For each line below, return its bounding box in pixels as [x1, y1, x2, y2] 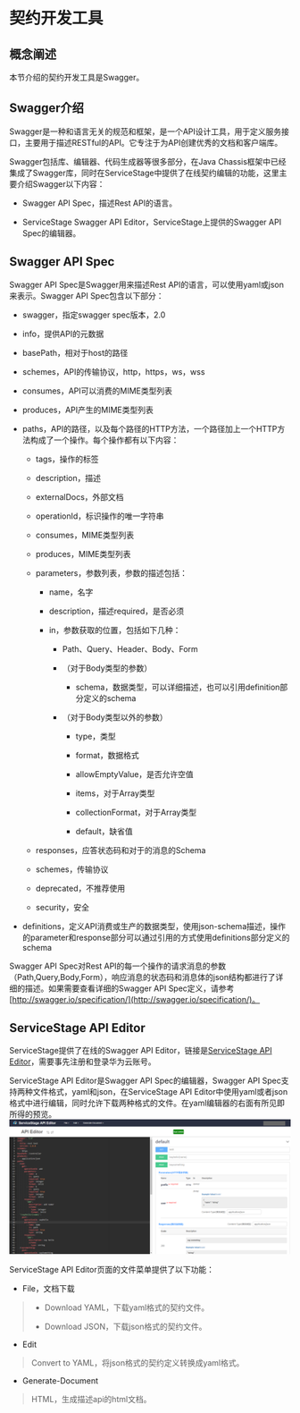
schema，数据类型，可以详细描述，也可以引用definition [75, 681, 280, 692]
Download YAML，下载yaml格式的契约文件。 [44, 1302, 210, 1313]
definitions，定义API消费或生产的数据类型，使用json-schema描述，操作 [21, 920, 286, 931]
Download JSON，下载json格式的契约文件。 [44, 1321, 207, 1332]
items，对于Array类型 [75, 788, 155, 799]
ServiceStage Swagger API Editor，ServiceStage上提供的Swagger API [21, 216, 282, 227]
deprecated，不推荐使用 [35, 883, 126, 893]
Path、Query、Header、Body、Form [62, 643, 198, 654]
